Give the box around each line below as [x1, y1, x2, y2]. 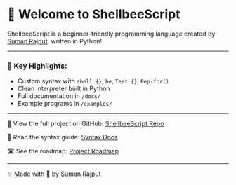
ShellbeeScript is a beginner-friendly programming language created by [7, 29, 216, 38]
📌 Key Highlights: [7, 61, 67, 71]
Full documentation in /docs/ [17, 92, 101, 100]
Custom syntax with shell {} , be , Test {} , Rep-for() [17, 77, 170, 85]
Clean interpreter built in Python [17, 84, 110, 93]
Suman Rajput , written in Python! [7, 36, 103, 45]
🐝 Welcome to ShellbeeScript [7, 6, 181, 22]
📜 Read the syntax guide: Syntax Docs [7, 133, 118, 142]
